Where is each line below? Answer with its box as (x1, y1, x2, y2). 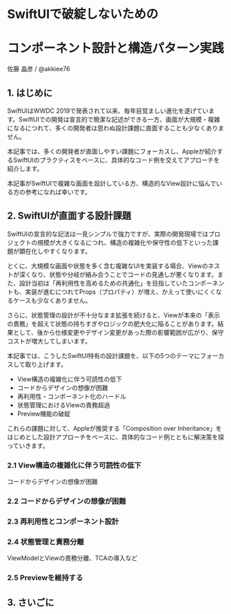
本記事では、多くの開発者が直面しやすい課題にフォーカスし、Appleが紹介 (7, 147, 217, 156)
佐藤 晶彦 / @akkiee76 (7, 65, 70, 73)
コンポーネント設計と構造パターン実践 (7, 41, 224, 56)
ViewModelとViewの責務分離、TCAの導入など (7, 554, 138, 562)
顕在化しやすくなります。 (19, 247, 92, 255)
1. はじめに (7, 87, 53, 99)
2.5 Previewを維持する (7, 573, 83, 583)
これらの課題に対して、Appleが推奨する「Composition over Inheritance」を (7, 424, 222, 432)
